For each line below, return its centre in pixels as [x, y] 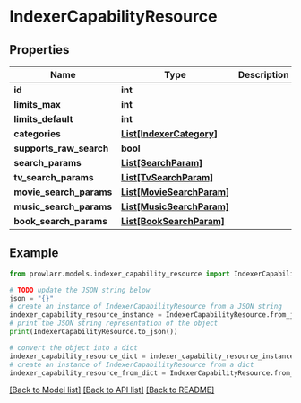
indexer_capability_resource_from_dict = [88, 373]
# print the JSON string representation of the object [114, 324]
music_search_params [63, 206]
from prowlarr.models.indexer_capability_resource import [120, 274]
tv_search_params [54, 177]
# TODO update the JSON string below [80, 290]
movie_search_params [63, 192]
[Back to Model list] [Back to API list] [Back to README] [112, 390]
